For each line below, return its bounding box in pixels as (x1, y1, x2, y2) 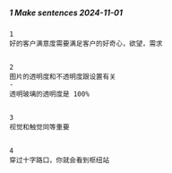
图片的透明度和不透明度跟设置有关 (9, 72, 116, 81)
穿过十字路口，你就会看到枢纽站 (9, 155, 110, 165)
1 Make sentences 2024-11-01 (9, 7, 124, 18)
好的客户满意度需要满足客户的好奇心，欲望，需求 (9, 39, 163, 48)
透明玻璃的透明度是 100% (9, 90, 90, 99)
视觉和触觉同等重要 (9, 122, 70, 132)
